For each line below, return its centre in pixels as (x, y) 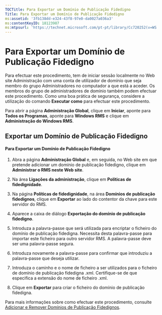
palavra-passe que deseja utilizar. (46, 258)
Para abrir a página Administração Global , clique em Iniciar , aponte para (78, 111)
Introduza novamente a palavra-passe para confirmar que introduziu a (82, 253)
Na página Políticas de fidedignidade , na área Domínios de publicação (84, 194)
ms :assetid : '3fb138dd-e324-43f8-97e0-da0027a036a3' (59, 18)
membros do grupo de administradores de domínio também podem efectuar (81, 91)
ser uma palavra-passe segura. (43, 244)
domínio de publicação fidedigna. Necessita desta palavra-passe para (82, 233)
